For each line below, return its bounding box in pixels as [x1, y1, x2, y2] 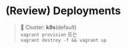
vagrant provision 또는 [20, 31, 78, 38]
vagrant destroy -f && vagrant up [20, 37, 107, 43]
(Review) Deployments [5, 4, 121, 18]
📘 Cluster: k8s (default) [20, 24, 77, 31]
